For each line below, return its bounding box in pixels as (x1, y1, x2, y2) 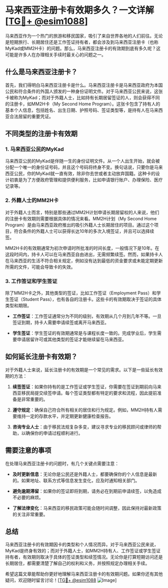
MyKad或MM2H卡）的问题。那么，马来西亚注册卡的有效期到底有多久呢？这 (5, 45, 161, 51)
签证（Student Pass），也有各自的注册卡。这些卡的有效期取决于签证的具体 (9, 297, 161, 303)
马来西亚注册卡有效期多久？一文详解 (5, 5, 154, 16)
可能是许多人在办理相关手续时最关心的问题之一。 (5, 51, 106, 58)
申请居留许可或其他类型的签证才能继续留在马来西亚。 (16, 337, 126, 343)
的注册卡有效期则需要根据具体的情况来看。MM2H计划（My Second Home (5, 215, 157, 221)
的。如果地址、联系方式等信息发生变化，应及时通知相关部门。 (12, 477, 140, 483)
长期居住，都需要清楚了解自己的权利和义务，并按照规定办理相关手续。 (5, 560, 150, 566)
